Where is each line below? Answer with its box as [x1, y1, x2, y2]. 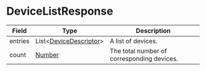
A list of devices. [110, 37, 158, 45]
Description [135, 26, 171, 35]
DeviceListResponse [6, 4, 113, 18]
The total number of [110, 47, 167, 55]
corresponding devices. [110, 54, 178, 62]
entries [9, 37, 29, 45]
